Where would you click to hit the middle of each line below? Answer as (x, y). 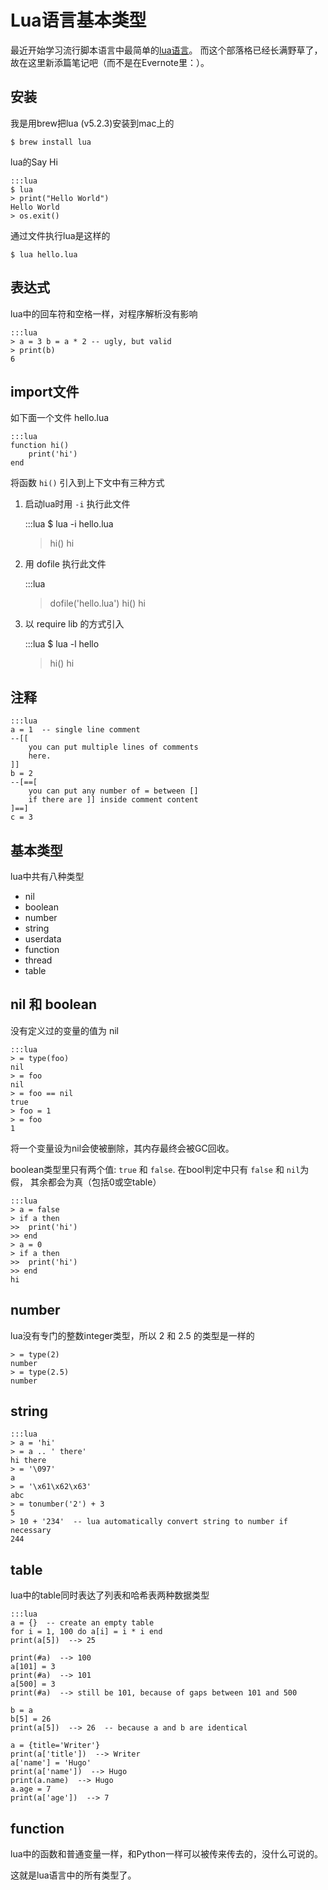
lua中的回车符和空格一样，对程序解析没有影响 (104, 313)
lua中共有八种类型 (47, 876)
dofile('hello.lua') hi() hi (97, 603)
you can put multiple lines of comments (113, 747)
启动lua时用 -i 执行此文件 (77, 504)
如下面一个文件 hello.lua (60, 418)
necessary (31, 1531)
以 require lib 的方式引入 (74, 624)
